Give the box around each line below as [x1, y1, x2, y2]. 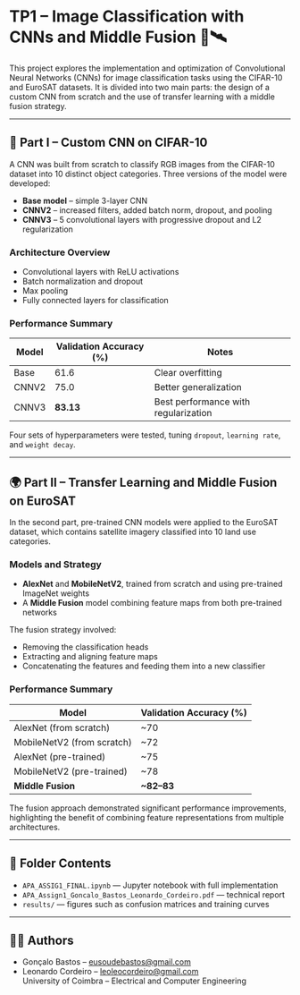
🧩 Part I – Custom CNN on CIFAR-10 [9, 135, 208, 150]
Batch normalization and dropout [21, 276, 144, 287]
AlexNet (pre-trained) [13, 750, 105, 762]
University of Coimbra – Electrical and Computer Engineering [21, 975, 247, 986]
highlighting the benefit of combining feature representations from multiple [9, 812, 284, 822]
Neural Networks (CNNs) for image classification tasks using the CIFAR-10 [9, 72, 283, 82]
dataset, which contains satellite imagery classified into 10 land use [9, 526, 257, 538]
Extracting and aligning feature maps [21, 651, 158, 662]
